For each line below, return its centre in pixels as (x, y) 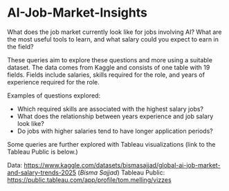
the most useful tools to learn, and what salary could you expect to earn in (113, 39)
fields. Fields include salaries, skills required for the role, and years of (106, 75)
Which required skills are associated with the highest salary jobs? (110, 109)
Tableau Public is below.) (43, 152)
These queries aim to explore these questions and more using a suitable (110, 60)
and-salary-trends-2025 (42, 172)
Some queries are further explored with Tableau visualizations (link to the (111, 144)
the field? (20, 46)
